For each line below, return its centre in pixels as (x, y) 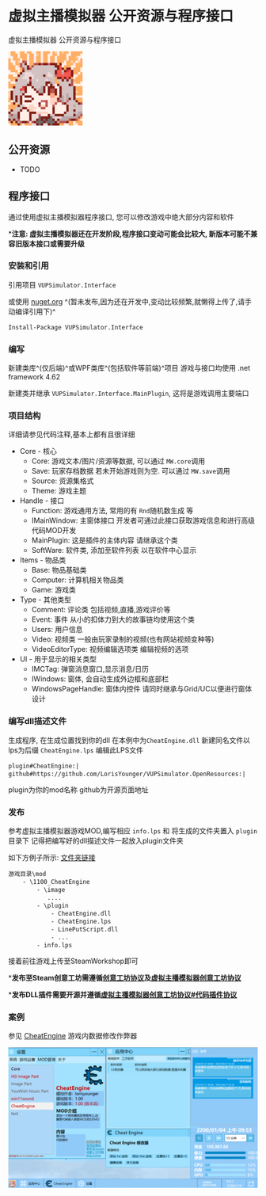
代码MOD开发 (54, 531)
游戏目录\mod (27, 874)
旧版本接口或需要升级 (49, 243)
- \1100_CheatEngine (56, 882)
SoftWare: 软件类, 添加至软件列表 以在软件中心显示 (114, 550)
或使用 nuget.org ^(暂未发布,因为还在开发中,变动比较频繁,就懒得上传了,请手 (130, 301)
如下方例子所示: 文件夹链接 (52, 857)
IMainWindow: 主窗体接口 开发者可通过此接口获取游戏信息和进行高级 (143, 520)
